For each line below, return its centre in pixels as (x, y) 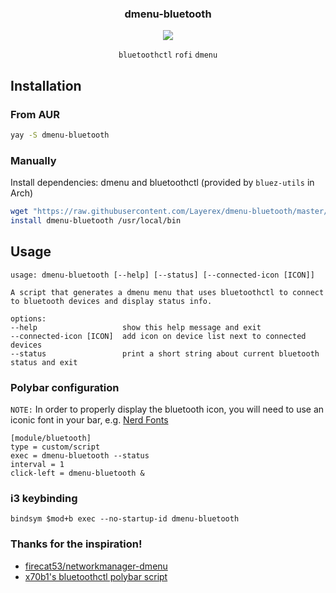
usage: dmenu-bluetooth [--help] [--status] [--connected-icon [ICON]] (162, 275)
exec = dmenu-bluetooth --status (80, 456)
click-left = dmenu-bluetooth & (77, 473)
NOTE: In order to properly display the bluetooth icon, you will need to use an (167, 409)
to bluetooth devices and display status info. (111, 301)
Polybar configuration (65, 387)
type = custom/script (55, 447)
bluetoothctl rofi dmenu (168, 55)
